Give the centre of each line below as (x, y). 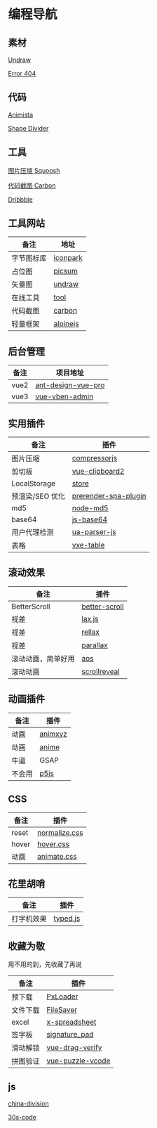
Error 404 (22, 73)
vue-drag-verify (74, 1048)
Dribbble (21, 199)
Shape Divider (28, 128)
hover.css (53, 844)
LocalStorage (33, 484)
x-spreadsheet (71, 1022)
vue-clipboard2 (98, 472)
